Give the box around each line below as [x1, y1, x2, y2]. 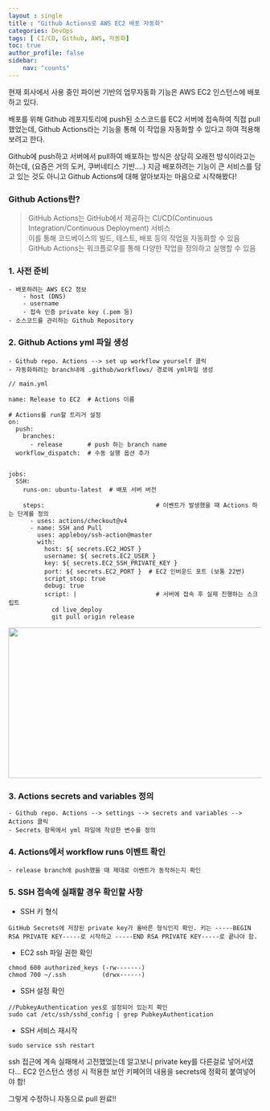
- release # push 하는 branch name [29, 440, 167, 448]
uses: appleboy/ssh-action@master [37, 531, 153, 539]
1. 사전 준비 [8, 265, 49, 276]
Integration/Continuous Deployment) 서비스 [27, 223, 171, 233]
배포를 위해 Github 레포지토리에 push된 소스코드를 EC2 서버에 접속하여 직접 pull [8, 114, 261, 124]
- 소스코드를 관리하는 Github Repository [8, 317, 134, 325]
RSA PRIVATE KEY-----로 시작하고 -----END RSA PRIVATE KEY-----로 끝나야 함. [8, 933, 258, 941]
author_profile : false [8, 49, 84, 57]
